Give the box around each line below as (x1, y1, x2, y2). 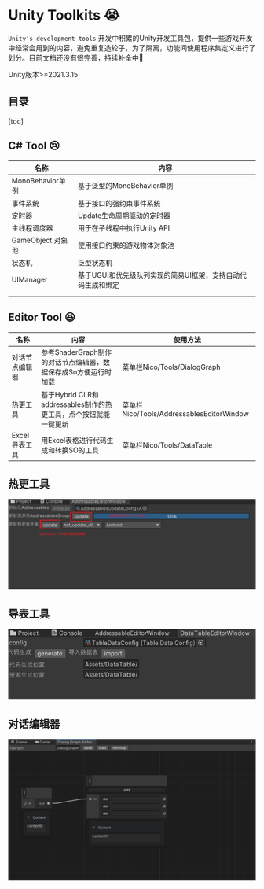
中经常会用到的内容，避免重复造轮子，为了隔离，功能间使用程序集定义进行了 (8, 42, 256, 53)
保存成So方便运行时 (47, 367, 112, 377)
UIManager (11, 275, 48, 285)
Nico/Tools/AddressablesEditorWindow (121, 409, 249, 419)
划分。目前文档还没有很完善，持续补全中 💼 (8, 53, 144, 62)
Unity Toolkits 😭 (8, 6, 120, 24)
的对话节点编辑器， (40, 357, 104, 367)
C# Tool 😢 (8, 139, 60, 153)
